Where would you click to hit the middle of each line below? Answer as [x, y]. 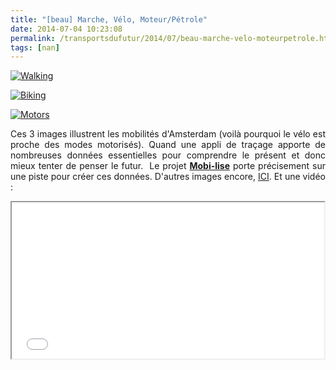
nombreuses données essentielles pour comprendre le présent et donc [168, 155]
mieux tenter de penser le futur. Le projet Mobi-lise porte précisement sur [168, 166]
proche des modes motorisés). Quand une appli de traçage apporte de [168, 145]
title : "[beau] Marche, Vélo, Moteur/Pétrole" [109, 19]
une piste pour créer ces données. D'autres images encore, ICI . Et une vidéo [168, 177]
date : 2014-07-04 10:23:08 [66, 29]
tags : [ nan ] [35, 47]
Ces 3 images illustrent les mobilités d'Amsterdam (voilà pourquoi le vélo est [168, 134]
